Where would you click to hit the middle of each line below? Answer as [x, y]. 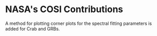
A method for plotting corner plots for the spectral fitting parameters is [79, 23]
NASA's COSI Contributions [64, 9]
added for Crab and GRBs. [33, 28]
